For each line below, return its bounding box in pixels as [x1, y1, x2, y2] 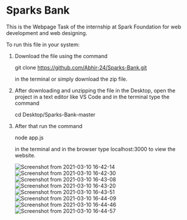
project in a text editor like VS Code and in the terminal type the [14, 93, 170, 100]
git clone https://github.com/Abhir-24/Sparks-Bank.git [14, 63, 147, 71]
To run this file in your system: [6, 41, 80, 48]
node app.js [14, 134, 44, 141]
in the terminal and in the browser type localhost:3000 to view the [14, 145, 176, 152]
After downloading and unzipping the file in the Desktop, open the [14, 87, 176, 94]
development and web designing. [6, 29, 88, 36]
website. [14, 152, 36, 159]
